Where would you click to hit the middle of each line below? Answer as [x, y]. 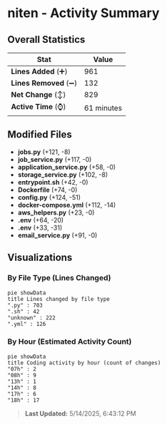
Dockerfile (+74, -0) [47, 190]
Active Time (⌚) [39, 107]
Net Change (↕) [39, 94]
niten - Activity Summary [83, 13]
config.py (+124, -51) [49, 197]
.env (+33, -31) [40, 227]
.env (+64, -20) [41, 220]
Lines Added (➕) [39, 71]
